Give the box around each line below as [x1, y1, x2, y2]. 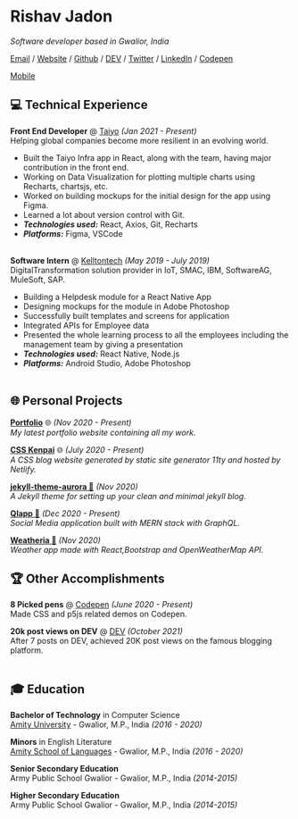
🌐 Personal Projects [10, 393, 123, 408]
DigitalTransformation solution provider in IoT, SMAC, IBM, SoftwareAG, [10, 264, 273, 275]
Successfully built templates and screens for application [22, 310, 230, 321]
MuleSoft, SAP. [10, 274, 66, 285]
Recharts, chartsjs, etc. [22, 180, 109, 191]
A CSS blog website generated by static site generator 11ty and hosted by [10, 454, 281, 465]
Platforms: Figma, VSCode [22, 228, 123, 238]
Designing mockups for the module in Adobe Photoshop [22, 301, 230, 312]
